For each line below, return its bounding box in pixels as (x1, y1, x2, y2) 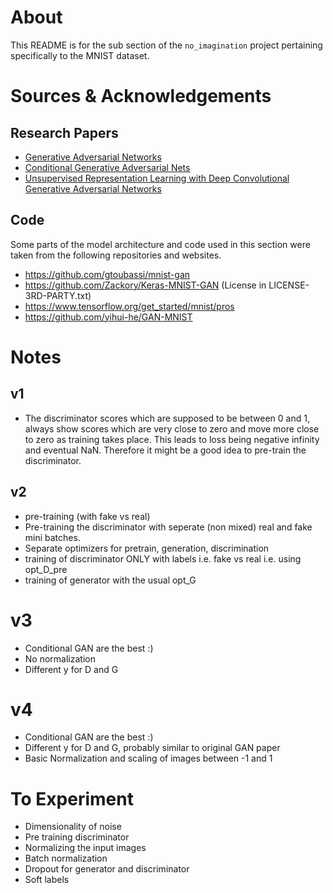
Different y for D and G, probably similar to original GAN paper (24, 742, 281, 754)
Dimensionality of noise (24, 821, 122, 833)
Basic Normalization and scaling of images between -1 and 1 (24, 752, 273, 765)
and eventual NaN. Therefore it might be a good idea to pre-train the (24, 444, 307, 456)
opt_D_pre (24, 563, 68, 575)
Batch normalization (24, 852, 108, 865)
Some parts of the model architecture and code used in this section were (10, 238, 311, 250)
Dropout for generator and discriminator (24, 863, 190, 875)
